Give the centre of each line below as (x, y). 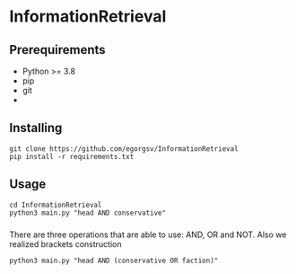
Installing (36, 128)
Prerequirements (57, 50)
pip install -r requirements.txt (72, 156)
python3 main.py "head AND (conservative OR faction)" (114, 261)
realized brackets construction (65, 243)
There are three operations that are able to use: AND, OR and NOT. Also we (148, 234)
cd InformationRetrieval (56, 205)
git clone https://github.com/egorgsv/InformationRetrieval (124, 149)
